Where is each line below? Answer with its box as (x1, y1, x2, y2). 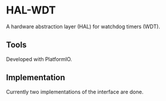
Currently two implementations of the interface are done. (6, 88, 144, 95)
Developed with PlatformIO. (6, 55, 72, 62)
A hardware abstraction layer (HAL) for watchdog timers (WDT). (6, 23, 160, 30)
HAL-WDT (6, 4, 56, 17)
